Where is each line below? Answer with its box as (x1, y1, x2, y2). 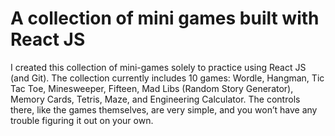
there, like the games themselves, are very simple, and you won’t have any (10, 103, 318, 116)
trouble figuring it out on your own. (10, 114, 154, 126)
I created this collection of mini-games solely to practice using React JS (10, 61, 307, 73)
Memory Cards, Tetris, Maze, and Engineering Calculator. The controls (10, 93, 301, 105)
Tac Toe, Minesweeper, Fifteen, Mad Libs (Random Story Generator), (10, 82, 294, 94)
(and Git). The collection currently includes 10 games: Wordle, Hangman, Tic (10, 72, 325, 84)
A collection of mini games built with (10, 7, 320, 30)
